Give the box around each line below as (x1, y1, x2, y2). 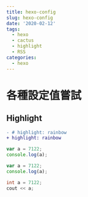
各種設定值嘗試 (6, 88, 82, 102)
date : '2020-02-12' (6, 20, 56, 26)
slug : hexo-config (6, 15, 53, 21)
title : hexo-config (6, 9, 56, 15)
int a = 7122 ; (6, 179, 43, 185)
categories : (6, 54, 37, 61)
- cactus (12, 37, 34, 43)
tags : (6, 26, 20, 32)
